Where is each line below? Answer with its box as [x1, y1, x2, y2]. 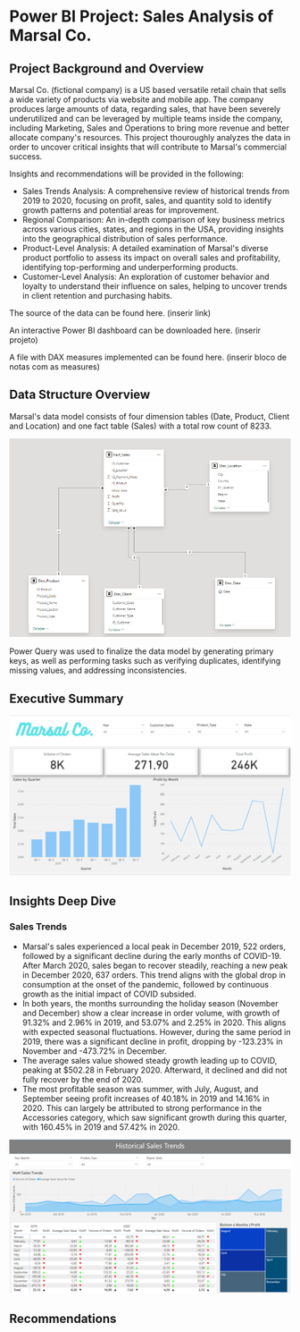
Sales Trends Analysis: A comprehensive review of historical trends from [21, 186, 290, 196]
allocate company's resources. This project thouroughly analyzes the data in [9, 132, 291, 142]
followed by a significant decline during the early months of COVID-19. [21, 950, 282, 961]
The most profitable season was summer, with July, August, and [21, 1083, 259, 1094]
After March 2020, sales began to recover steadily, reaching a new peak [21, 960, 288, 971]
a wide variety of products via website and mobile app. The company [9, 94, 264, 105]
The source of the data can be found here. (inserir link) [9, 308, 212, 318]
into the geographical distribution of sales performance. [21, 233, 228, 243]
